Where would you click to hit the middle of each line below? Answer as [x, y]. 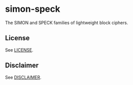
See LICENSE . [19, 50]
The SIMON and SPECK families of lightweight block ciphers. [67, 23]
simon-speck [33, 9]
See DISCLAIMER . [23, 77]
